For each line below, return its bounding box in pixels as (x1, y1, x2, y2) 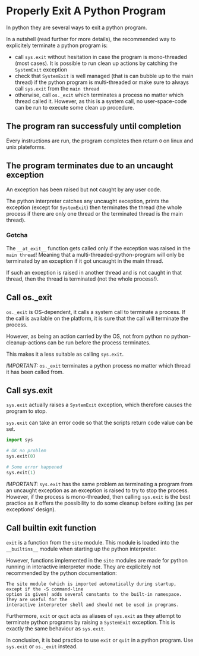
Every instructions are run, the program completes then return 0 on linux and (6, 137, 194, 144)
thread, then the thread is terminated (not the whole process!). (6, 275, 159, 282)
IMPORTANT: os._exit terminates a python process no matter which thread (6, 362, 191, 369)
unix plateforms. (6, 143, 46, 150)
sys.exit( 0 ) (6, 453, 36, 459)
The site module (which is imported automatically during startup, (6, 581, 177, 587)
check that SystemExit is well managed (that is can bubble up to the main (14, 72, 194, 79)
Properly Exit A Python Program (6, 4, 166, 18)
